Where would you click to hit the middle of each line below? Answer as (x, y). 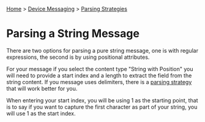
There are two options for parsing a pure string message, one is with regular (102, 50)
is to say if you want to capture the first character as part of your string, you (102, 107)
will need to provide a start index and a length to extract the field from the (99, 75)
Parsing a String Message (73, 34)
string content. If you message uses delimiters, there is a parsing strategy (99, 82)
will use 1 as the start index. (41, 113)
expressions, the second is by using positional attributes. (78, 57)
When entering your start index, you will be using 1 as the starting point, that (102, 100)
